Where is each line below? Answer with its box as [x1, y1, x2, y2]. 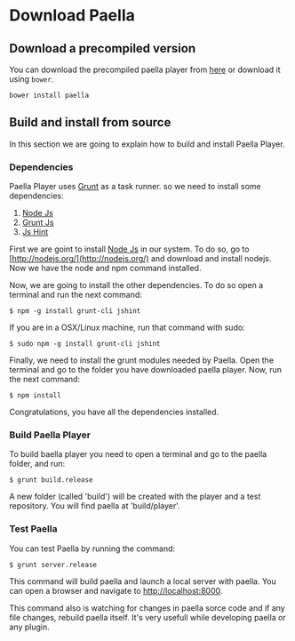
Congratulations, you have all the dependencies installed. [9, 406, 219, 418]
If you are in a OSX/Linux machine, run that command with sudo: [9, 322, 246, 333]
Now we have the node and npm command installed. [9, 263, 202, 274]
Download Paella [9, 5, 135, 26]
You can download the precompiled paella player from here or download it [9, 64, 281, 75]
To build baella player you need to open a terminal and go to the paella [9, 449, 267, 460]
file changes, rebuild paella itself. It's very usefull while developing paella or [9, 612, 286, 622]
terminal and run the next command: [9, 290, 142, 300]
